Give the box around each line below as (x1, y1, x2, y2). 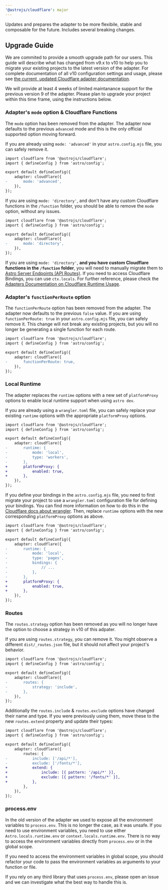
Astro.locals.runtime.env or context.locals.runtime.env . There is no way (5, 833, 160, 839)
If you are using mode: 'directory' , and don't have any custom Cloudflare (5, 197, 158, 203)
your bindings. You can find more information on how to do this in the (5, 503, 149, 509)
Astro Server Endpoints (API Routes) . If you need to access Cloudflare (5, 270, 150, 276)
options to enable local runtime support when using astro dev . (5, 397, 135, 403)
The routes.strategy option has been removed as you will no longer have (5, 621, 157, 627)
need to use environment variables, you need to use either (5, 827, 126, 834)
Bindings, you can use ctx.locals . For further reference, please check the (5, 276, 159, 282)
